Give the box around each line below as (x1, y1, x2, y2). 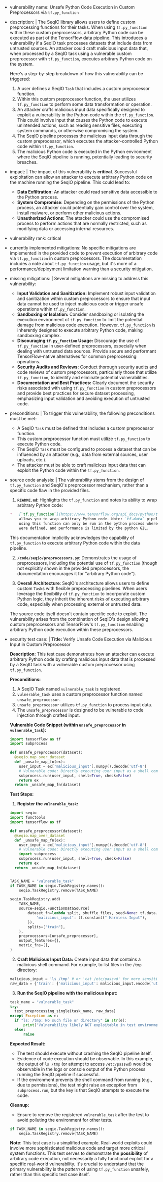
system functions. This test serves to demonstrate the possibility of (9, 1150, 148, 1156)
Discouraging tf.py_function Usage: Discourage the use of (17, 338, 139, 344)
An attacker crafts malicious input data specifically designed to (17, 106, 145, 112)
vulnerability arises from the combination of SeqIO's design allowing (9, 616, 149, 622)
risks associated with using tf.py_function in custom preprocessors (17, 385, 156, 391)
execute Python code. (17, 441, 62, 447)
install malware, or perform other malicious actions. (17, 210, 122, 216)
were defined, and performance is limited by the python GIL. (19, 526, 149, 531)
